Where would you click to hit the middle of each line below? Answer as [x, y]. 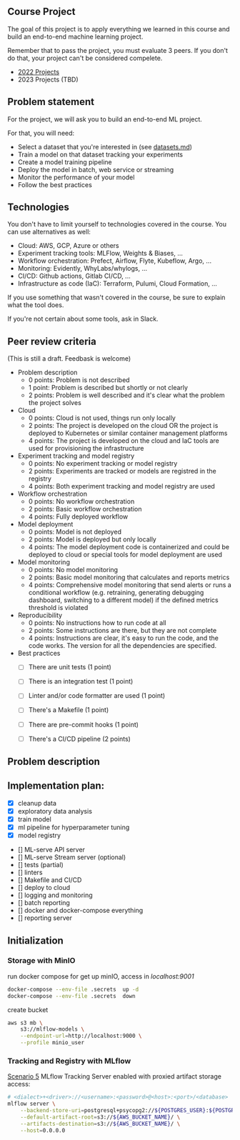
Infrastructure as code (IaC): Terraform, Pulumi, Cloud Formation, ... [117, 284]
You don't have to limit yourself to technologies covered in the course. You [117, 224]
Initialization [36, 940]
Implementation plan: [56, 786]
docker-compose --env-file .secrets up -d [73, 989]
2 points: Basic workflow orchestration [85, 509]
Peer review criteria [52, 341]
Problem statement [51, 102]
